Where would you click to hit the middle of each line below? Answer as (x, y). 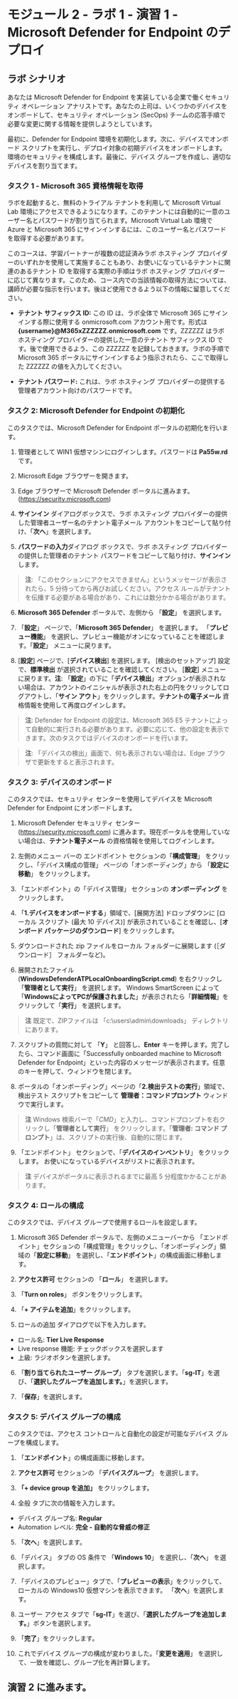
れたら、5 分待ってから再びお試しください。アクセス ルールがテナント (128, 588)
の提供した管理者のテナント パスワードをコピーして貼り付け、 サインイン (124, 555)
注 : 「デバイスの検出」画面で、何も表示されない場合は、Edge (115, 753)
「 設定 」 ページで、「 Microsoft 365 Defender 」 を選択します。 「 (114, 627)
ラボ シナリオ (37, 79)
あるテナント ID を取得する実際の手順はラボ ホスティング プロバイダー (123, 271)
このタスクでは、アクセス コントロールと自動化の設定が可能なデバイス (111, 1434)
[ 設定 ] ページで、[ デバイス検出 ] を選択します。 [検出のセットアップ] (117, 660)
